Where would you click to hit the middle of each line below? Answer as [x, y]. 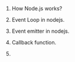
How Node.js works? [37, 8]
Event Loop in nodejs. [38, 20]
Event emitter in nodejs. [40, 31]
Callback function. [34, 42]
